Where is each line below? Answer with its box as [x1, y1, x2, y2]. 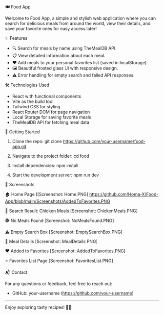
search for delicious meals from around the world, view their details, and [5, 21, 151, 26]
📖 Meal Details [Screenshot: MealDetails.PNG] [5, 239, 98, 244]
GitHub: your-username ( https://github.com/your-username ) [12, 291, 134, 296]
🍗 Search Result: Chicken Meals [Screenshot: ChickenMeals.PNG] [5, 208, 138, 214]
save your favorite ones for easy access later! [5, 26, 97, 31]
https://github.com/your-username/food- [62, 139, 145, 144]
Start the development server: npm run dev [12, 172, 99, 178]
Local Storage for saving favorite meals [12, 114, 91, 120]
